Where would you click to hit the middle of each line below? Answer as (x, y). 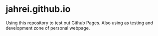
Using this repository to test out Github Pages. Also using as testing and (79, 23)
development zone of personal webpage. (48, 28)
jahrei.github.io (38, 9)
